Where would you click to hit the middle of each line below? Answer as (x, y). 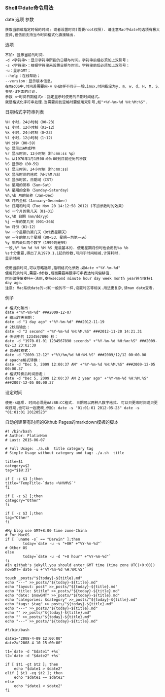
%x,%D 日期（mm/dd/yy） (28, 217)
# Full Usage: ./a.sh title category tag (49, 449)
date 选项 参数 (19, 19)
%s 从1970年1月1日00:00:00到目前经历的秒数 (46, 159)
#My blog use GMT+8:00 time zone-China (46, 531)
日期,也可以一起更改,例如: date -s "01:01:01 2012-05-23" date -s (74, 408)
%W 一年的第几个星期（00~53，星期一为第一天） (47, 238)
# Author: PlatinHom (26, 436)
